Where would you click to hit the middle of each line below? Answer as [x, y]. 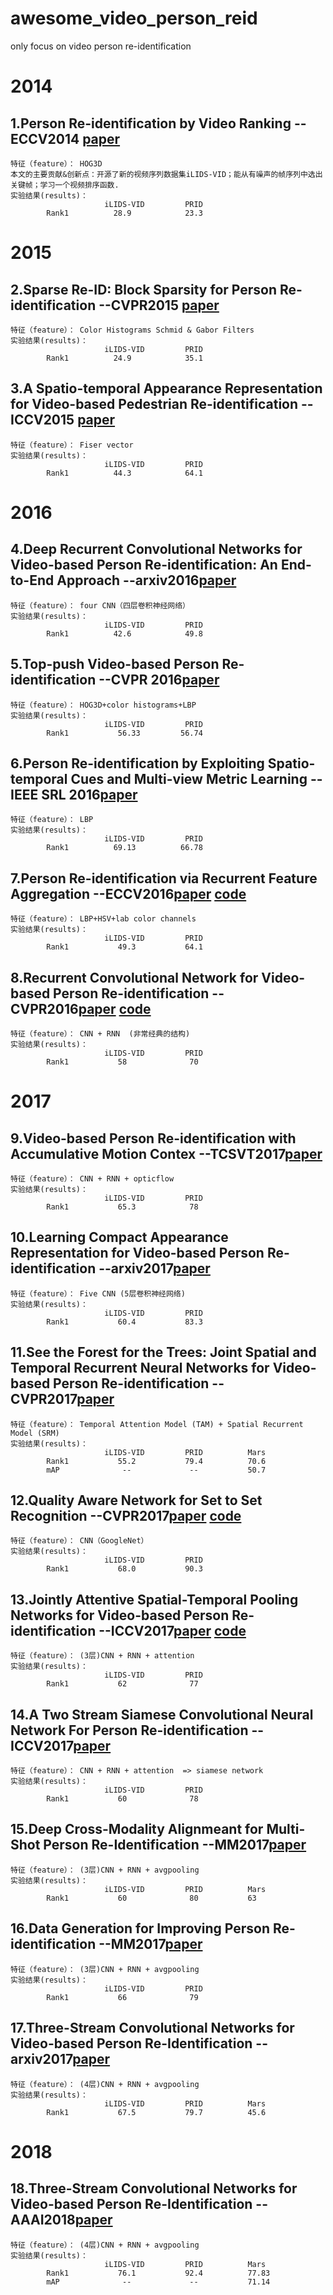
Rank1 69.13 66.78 [124, 848]
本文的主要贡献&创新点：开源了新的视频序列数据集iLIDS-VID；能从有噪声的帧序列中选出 [166, 174]
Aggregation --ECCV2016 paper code [128, 893]
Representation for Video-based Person [137, 1253]
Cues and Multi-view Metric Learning [189, 778]
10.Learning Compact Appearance [119, 1237]
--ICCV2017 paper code [172, 1630]
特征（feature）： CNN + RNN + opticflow [92, 1179]
